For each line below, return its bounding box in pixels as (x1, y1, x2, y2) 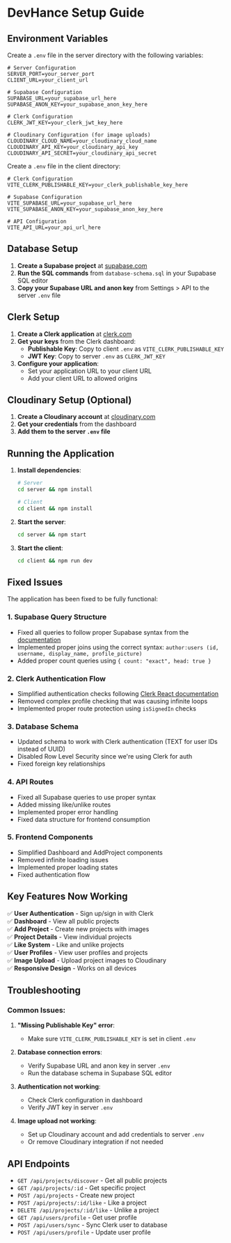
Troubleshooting (7, 985, 81, 996)
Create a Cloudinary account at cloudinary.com (17, 413, 156, 421)
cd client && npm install (17, 505, 93, 512)
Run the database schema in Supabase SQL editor (27, 1069, 173, 1077)
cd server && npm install (17, 486, 93, 493)
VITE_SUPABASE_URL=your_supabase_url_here (7, 200, 132, 207)
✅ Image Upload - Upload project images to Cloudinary (7, 956, 167, 965)
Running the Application (7, 448, 115, 459)
